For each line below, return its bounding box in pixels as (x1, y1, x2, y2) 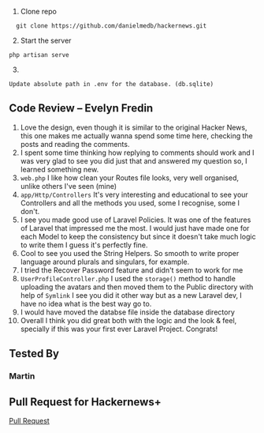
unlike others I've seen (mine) (20, 181, 117, 190)
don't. (20, 206, 40, 216)
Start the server (20, 36, 72, 45)
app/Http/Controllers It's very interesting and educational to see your (20, 190, 249, 199)
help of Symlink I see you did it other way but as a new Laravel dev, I (20, 290, 243, 299)
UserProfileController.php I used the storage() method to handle (20, 273, 236, 283)
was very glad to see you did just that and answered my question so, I (20, 156, 247, 165)
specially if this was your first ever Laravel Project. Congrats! (20, 324, 218, 333)
